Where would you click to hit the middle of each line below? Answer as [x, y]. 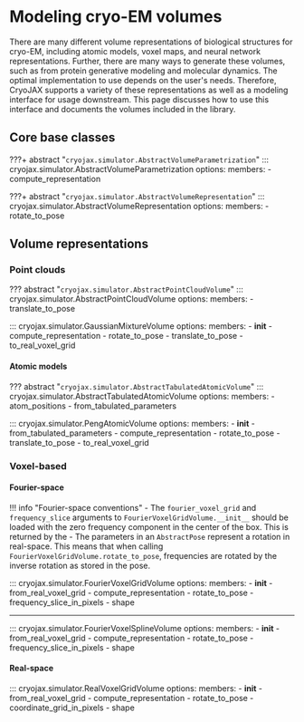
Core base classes [62, 138]
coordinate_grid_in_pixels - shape [72, 708]
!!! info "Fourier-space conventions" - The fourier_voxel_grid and [133, 507]
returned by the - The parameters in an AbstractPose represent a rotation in [150, 536]
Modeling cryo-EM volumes [116, 17]
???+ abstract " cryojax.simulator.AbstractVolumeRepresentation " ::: [137, 196]
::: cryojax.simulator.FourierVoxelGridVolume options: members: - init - [141, 582]
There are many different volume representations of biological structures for [151, 42]
